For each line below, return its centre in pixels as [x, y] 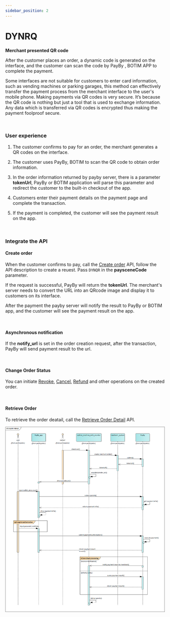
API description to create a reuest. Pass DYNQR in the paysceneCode [76, 270]
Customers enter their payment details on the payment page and [80, 198]
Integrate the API [27, 241]
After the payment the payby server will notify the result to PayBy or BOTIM [84, 305]
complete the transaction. [39, 203]
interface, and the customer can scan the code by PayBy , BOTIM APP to [81, 65]
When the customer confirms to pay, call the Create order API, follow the [81, 264]
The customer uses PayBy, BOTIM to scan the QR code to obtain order [86, 162]
